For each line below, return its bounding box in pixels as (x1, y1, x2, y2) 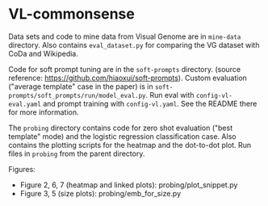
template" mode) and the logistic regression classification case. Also (8, 131, 237, 141)
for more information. (8, 107, 79, 117)
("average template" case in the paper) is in (8, 82, 153, 91)
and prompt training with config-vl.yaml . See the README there (43, 99, 258, 108)
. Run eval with (145, 90, 195, 99)
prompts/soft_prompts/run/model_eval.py (8, 91, 147, 99)
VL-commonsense (8, 5, 135, 23)
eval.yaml (8, 100, 42, 108)
